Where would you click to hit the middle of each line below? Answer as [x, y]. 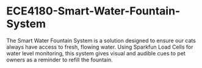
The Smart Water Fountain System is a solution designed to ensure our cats [101, 40]
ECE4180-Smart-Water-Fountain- [93, 11]
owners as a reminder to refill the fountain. [60, 60]
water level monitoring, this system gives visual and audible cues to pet [96, 53]
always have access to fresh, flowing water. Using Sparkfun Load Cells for [100, 47]
